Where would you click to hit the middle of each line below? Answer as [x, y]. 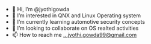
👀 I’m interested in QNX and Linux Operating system [76, 15]
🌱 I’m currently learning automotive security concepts [79, 22]
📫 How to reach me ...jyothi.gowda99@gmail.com [74, 35]
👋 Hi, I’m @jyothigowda [41, 9]
